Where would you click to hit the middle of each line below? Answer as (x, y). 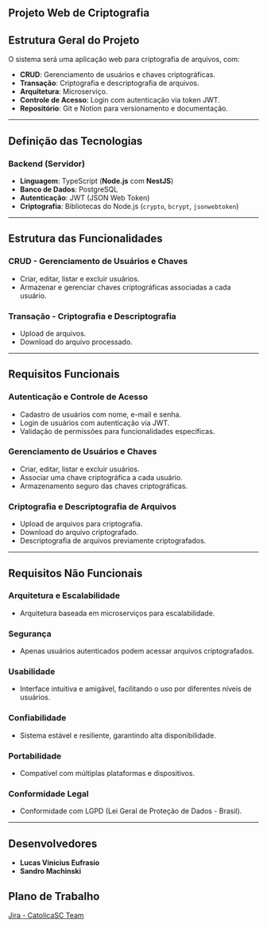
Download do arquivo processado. (76, 342)
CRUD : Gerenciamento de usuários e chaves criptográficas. (118, 75)
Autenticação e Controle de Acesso (78, 397)
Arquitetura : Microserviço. (64, 91)
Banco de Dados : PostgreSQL (69, 189)
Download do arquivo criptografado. (79, 533)
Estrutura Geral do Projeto (74, 40)
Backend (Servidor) (47, 164)
